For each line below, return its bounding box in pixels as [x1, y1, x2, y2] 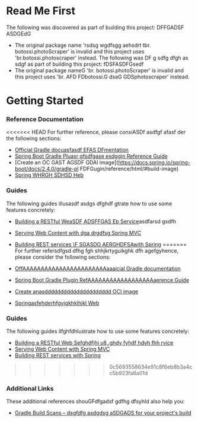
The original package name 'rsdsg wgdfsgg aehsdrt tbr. [14, 42, 151, 49]
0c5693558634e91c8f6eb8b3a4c [109, 363, 193, 370]
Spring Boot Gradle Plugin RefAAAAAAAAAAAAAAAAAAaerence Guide [14, 276, 190, 283]
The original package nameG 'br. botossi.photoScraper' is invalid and [14, 66, 184, 74]
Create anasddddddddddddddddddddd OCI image [14, 288, 138, 295]
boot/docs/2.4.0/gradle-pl [14, 165, 79, 173]
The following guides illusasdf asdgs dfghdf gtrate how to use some [6, 200, 173, 207]
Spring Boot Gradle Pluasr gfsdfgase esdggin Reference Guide [14, 153, 168, 160]
